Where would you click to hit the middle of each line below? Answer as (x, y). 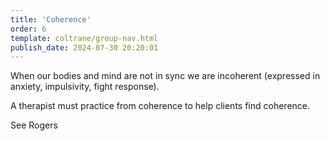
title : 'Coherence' (51, 19)
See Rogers (34, 125)
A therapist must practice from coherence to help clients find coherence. (160, 106)
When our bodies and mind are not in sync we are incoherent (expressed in (165, 76)
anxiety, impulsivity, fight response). (85, 87)
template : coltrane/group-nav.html (84, 38)
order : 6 (28, 29)
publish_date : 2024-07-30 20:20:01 (84, 47)
